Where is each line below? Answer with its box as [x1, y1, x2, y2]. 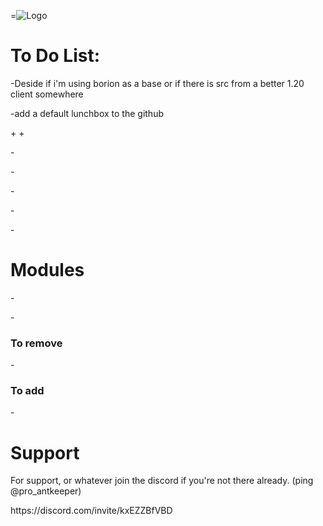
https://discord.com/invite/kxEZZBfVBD [10, 505, 173, 517]
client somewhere [10, 88, 84, 100]
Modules [10, 259, 85, 282]
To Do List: [10, 45, 101, 67]
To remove [10, 336, 63, 350]
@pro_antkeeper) [10, 485, 82, 497]
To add [10, 384, 45, 398]
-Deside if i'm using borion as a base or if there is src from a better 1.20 [10, 77, 305, 89]
